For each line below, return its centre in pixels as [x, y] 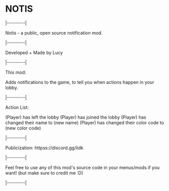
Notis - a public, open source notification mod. [54, 33]
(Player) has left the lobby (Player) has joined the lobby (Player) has [76, 117]
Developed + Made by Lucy [34, 52]
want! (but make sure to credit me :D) [44, 173]
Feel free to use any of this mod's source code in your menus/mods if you [82, 167]
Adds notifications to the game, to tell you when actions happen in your [80, 82]
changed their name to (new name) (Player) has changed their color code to [84, 122]
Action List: [17, 107]
